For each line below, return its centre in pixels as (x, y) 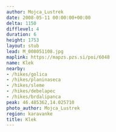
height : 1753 (23, 40)
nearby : (16, 68)
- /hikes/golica (27, 74)
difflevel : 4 (23, 29)
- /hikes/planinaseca (34, 80)
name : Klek (20, 63)
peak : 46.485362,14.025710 (40, 102)
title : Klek (21, 119)
